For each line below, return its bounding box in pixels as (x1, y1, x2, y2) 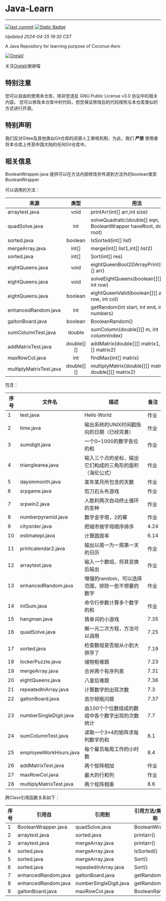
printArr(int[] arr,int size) (90, 209, 148, 216)
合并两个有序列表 (84, 668, 124, 675)
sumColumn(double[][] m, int (90, 326, 159, 333)
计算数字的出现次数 (84, 686, 129, 693)
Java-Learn (5, 3, 54, 14)
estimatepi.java (20, 532, 55, 539)
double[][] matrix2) (90, 369, 136, 376)
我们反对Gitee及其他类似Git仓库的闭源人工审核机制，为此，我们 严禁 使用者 (5, 135, 158, 141)
